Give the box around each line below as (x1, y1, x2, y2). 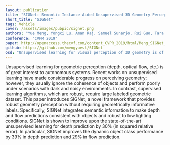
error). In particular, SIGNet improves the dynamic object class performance (5, 128, 163, 134)
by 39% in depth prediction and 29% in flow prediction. (5, 134, 121, 140)
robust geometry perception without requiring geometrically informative (5, 101, 155, 107)
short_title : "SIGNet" (5, 17, 53, 22)
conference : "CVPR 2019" (5, 36, 58, 41)
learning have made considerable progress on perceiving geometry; (5, 75, 147, 81)
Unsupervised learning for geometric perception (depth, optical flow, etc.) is (5, 64, 164, 70)
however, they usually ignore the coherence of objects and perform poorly (5, 80, 160, 86)
